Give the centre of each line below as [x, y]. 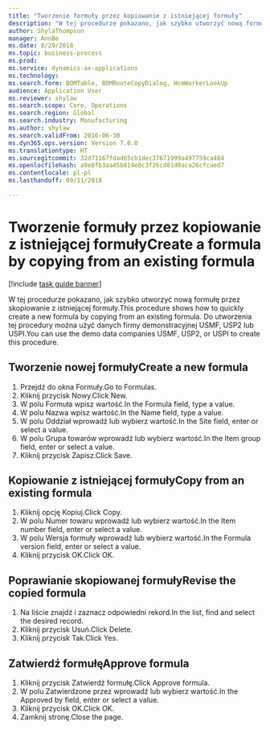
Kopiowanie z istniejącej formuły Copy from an [127, 481]
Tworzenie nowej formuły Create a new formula [129, 367]
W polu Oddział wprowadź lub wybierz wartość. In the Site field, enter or [139, 421]
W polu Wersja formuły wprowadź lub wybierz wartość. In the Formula [135, 538]
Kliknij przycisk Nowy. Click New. [74, 395]
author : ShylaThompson [46, 31]
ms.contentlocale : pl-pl [50, 173]
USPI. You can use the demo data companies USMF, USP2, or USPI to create [135, 333]
